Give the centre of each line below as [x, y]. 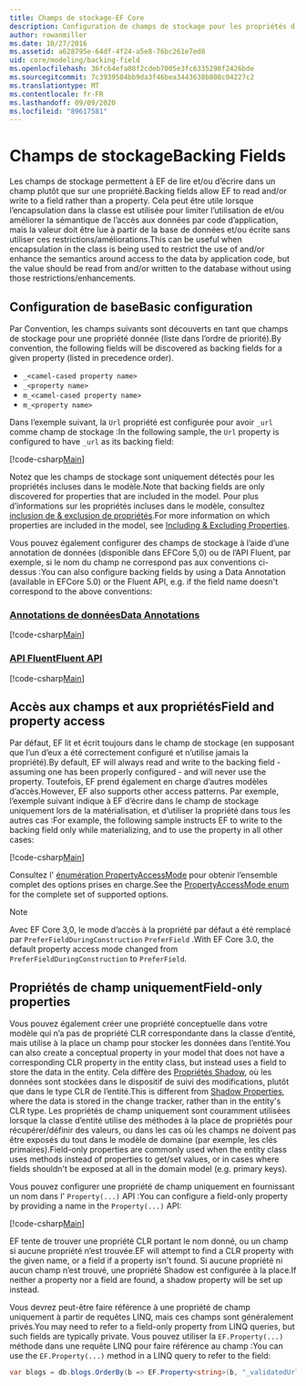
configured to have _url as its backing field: [92, 441]
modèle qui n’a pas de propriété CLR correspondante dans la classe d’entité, [153, 1033]
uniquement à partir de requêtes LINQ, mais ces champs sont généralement [152, 1317]
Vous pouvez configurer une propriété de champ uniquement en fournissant [152, 1186]
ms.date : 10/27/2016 [49, 43]
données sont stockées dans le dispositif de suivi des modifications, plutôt [149, 1082]
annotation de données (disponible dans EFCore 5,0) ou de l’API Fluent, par [150, 553]
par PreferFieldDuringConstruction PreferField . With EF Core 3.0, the [142, 939]
